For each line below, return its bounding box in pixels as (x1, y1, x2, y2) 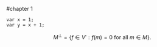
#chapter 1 (6, 5, 33, 12)
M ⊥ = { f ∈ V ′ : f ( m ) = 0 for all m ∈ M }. (53, 33, 152, 41)
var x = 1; (6, 17, 34, 23)
